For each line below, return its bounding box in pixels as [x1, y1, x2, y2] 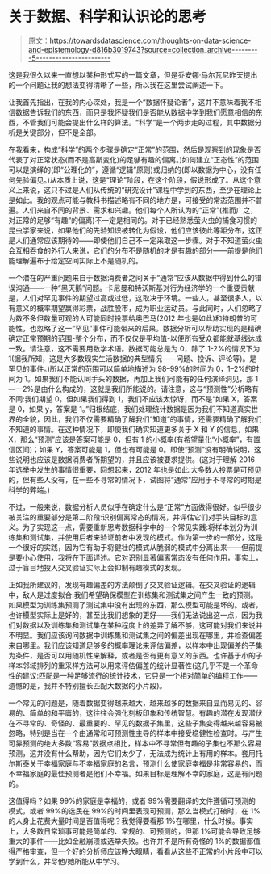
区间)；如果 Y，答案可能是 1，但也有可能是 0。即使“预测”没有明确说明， [15, 444, 255, 454]
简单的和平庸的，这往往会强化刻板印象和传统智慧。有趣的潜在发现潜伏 [29, 708, 263, 717]
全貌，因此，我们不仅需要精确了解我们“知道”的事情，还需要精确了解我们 [22, 414, 262, 424]
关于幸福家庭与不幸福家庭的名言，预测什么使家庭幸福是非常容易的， [29, 758, 256, 768]
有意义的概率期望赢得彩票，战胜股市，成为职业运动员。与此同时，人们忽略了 [8, 303, 263, 313]
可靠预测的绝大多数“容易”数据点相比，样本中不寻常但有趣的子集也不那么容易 [8, 738, 262, 748]
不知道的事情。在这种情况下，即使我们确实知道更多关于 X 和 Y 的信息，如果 [8, 424, 260, 434]
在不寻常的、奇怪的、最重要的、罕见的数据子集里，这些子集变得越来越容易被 [8, 718, 263, 728]
